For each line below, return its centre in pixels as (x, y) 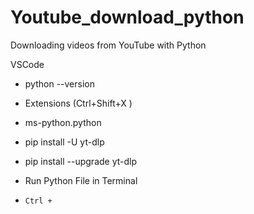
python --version (59, 83)
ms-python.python (63, 122)
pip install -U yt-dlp (64, 142)
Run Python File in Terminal (81, 180)
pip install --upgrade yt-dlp (81, 161)
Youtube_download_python (127, 17)
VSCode (27, 64)
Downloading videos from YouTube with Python (108, 45)
